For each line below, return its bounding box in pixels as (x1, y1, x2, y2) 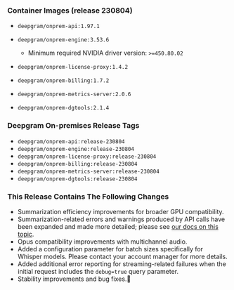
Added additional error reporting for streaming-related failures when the (17, 259, 226, 268)
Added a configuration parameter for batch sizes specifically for (17, 244, 204, 253)
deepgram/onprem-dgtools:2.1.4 (17, 105, 110, 112)
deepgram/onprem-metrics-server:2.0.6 (17, 91, 131, 98)
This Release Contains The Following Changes (7, 192, 169, 202)
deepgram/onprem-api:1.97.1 (17, 23, 100, 30)
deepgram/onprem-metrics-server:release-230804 (17, 168, 160, 175)
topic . (17, 230, 34, 238)
